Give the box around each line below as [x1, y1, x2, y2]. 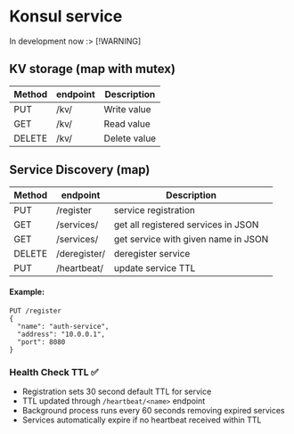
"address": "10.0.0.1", [17, 330, 105, 339]
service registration [113, 203, 196, 216]
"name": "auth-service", [17, 322, 110, 331]
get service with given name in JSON [113, 233, 269, 245]
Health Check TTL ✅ [9, 365, 100, 378]
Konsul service [9, 6, 123, 27]
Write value [103, 102, 151, 115]
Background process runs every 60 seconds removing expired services [21, 405, 285, 416]
